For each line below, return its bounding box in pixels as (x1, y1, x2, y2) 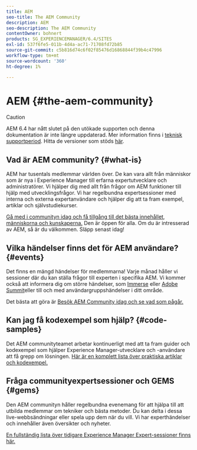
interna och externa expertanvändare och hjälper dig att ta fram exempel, (6, 195, 184, 203)
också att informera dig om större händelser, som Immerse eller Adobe (6, 280, 178, 287)
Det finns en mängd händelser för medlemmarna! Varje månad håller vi (6, 268, 178, 275)
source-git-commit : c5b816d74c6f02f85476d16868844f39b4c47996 (6, 47, 162, 53)
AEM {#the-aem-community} (6, 94, 154, 107)
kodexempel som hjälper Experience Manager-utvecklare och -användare (6, 346, 186, 353)
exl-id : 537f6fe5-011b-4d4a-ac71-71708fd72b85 (6, 42, 123, 48)
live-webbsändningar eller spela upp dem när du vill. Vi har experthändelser (6, 413, 191, 420)
